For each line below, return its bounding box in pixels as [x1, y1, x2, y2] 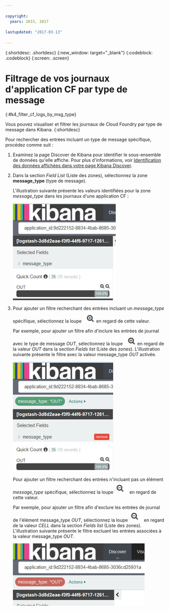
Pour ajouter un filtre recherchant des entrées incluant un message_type [12, 305, 164, 311]
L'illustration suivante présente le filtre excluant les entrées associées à [12, 528, 161, 534]
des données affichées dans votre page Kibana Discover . [12, 162, 132, 168]
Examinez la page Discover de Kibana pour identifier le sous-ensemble [12, 152, 161, 158]
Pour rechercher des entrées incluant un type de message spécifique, [5, 136, 152, 142]
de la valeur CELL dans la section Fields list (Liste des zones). [12, 522, 142, 529]
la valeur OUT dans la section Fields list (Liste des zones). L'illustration [12, 346, 160, 352]
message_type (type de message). [12, 178, 87, 184]
